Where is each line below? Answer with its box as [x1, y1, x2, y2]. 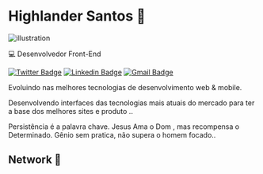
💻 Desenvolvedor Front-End [8, 49, 101, 59]
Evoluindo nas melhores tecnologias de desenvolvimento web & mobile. [8, 82, 242, 92]
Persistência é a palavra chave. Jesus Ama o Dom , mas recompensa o [8, 122, 240, 131]
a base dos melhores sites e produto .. [8, 106, 133, 115]
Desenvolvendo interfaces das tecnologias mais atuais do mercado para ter [8, 98, 255, 108]
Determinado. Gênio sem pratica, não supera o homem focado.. [8, 130, 216, 139]
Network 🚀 [8, 153, 62, 167]
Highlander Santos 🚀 [8, 7, 147, 25]
